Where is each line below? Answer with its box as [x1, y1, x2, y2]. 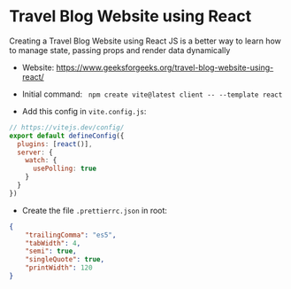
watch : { [25, 156, 57, 165]
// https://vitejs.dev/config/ [9, 122, 125, 132]
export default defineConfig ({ [9, 131, 125, 140]
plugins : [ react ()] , [17, 139, 93, 148]
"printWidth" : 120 [25, 263, 93, 272]
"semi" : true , [25, 246, 77, 256]
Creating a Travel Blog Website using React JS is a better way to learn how [9, 35, 281, 46]
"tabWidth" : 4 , [25, 238, 81, 247]
